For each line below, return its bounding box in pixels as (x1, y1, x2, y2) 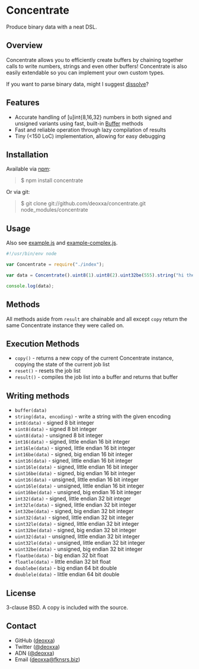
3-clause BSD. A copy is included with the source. (6, 604, 129, 611)
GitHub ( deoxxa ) (14, 637, 55, 644)
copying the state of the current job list (14, 361, 110, 368)
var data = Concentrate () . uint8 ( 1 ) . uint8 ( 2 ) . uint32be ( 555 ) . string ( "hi (6, 272, 184, 278)
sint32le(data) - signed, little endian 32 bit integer (14, 520, 139, 527)
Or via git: (6, 189, 30, 196)
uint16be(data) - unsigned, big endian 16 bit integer (14, 489, 142, 496)
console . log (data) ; (6, 283, 54, 289)
